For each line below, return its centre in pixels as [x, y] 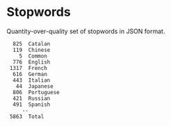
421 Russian [32, 98]
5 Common [33, 56]
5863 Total [27, 116]
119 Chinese [32, 50]
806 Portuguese [36, 92]
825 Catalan [32, 44]
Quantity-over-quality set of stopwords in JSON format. [86, 31]
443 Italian [32, 80]
